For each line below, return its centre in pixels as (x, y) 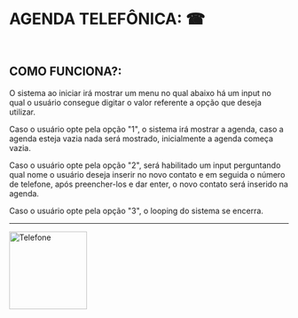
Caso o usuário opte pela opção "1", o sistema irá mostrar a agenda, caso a (146, 129)
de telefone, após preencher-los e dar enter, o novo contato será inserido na (149, 184)
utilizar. (23, 112)
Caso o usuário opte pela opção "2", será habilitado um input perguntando (145, 165)
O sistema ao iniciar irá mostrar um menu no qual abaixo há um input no (141, 92)
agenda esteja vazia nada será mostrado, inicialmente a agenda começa (141, 139)
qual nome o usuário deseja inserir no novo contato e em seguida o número (147, 174)
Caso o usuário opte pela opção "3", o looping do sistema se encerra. (137, 211)
